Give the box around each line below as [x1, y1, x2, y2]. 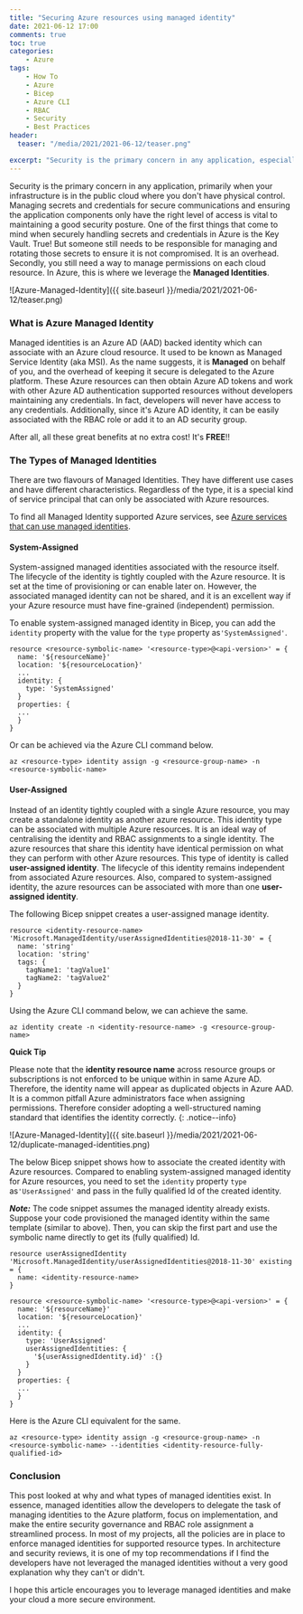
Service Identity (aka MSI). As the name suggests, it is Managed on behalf [9, 356, 286, 367]
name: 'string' [17, 941, 75, 950]
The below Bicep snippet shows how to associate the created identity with [9, 1156, 286, 1167]
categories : [9, 47, 54, 56]
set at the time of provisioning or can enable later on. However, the [9, 580, 257, 592]
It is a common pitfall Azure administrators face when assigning [9, 1092, 245, 1103]
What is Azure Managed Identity [9, 316, 154, 329]
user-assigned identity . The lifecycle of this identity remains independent [9, 862, 286, 873]
